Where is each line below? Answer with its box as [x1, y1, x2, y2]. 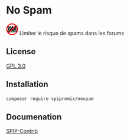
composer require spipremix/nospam [6, 95, 94, 102]
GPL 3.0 [6, 62, 26, 69]
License [6, 46, 36, 56]
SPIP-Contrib [6, 128, 38, 135]
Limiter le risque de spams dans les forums [19, 29, 124, 36]
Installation [6, 79, 48, 89]
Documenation [6, 112, 62, 122]
